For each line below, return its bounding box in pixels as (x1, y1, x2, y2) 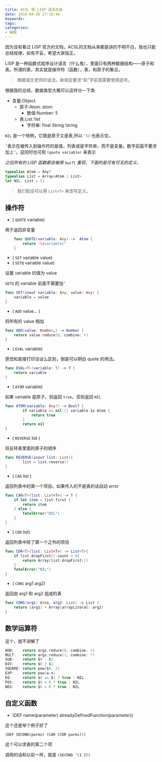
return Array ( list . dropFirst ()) (22, 558, 89, 563)
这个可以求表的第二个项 (5, 741, 52, 747)
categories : (5, 25, 29, 30)
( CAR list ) (12, 473, 32, 479)
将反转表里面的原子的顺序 (5, 445, 57, 451)
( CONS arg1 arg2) (12, 580, 45, 586)
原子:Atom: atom (19, 104, 53, 110)
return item (22, 502, 47, 507)
